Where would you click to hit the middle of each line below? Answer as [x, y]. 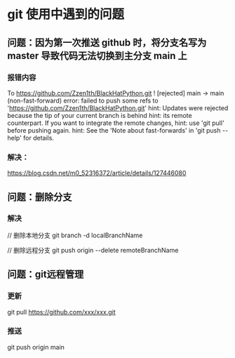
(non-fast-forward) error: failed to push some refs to [83, 100]
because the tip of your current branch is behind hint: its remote [100, 115]
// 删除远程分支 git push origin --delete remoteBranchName [93, 250]
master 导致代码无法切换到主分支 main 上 [97, 56]
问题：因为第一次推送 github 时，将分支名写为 [107, 42]
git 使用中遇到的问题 [66, 14]
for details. [39, 138]
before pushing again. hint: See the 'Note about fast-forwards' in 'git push [114, 130]
